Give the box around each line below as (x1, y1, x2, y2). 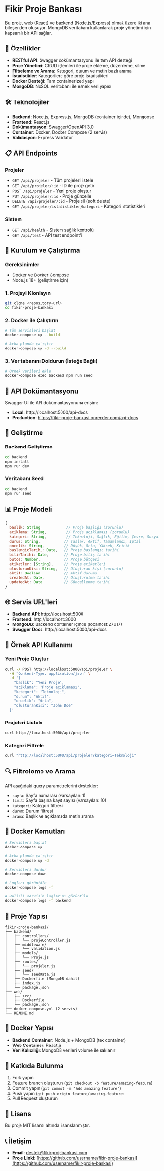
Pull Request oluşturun (12, 1096, 58, 1101)
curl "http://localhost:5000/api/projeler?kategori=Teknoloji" (5, 753, 137, 758)
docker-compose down (5, 872, 47, 876)
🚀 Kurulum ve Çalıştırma (5, 246, 80, 254)
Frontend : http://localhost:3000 (12, 616, 77, 622)
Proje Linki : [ (12, 1155, 38, 1161)
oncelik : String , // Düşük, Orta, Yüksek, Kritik (9, 543, 130, 548)
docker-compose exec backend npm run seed (5, 374, 93, 378)
